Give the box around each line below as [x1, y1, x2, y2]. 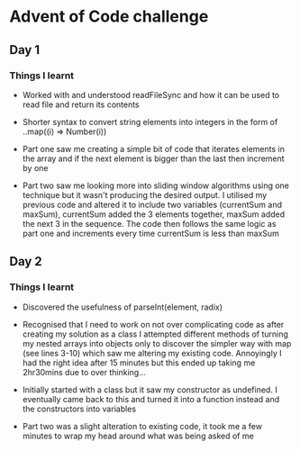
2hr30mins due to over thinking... [22, 366, 146, 377]
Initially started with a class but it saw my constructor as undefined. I [22, 384, 277, 395]
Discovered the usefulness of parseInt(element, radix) [22, 301, 223, 312]
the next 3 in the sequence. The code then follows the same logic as [22, 218, 277, 229]
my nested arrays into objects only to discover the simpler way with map [22, 337, 292, 348]
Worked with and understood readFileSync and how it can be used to [22, 89, 280, 100]
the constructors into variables [22, 403, 137, 414]
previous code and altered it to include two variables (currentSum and [22, 199, 282, 210]
